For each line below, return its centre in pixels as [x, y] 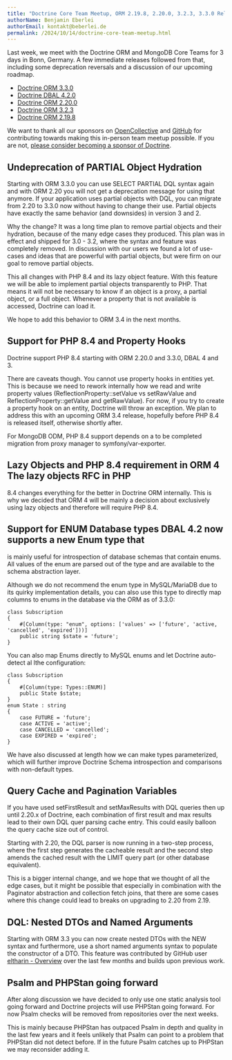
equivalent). [24, 865]
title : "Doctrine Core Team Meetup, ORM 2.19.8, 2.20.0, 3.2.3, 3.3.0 [111, 13]
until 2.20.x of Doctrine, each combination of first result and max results [109, 815]
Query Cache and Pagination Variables [92, 791]
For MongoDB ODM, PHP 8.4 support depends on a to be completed [105, 436]
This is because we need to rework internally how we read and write [104, 386]
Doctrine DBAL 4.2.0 [46, 95]
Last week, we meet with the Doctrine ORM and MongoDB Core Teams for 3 [116, 53]
